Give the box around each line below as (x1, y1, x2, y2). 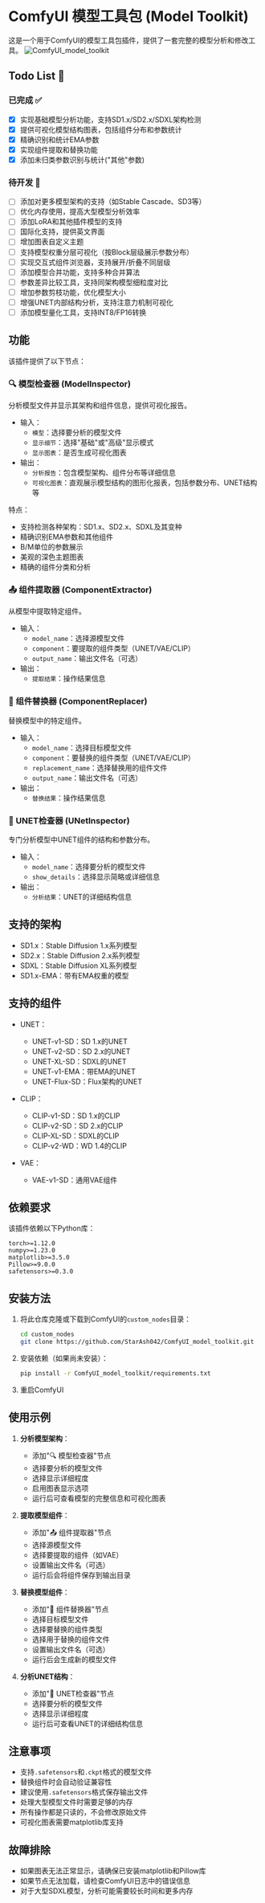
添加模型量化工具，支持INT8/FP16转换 (19, 307, 147, 317)
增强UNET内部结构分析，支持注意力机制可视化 (19, 297, 174, 307)
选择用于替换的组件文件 (31, 1634, 110, 1644)
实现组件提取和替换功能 (19, 145, 98, 154)
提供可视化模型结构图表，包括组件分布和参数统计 (19, 125, 182, 134)
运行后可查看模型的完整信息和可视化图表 (31, 1493, 166, 1503)
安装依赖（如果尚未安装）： (19, 1353, 108, 1362)
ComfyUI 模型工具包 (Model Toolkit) (8, 7, 249, 26)
